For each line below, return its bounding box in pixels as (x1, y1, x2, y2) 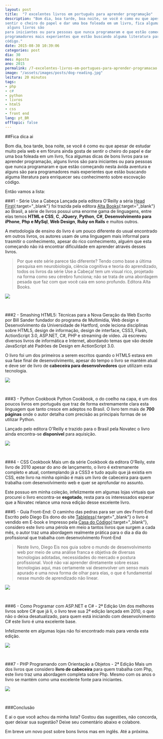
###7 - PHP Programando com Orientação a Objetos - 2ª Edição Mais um (5, 661, 152, 667)
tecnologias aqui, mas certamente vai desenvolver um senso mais (16, 564, 149, 570)
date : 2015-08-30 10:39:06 (5, 43, 60, 48)
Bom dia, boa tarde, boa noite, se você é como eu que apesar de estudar (5, 143, 151, 149)
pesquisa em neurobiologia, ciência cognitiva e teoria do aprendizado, (16, 263, 158, 269)
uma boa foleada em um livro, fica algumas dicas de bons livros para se (5, 153, 149, 159)
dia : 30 (5, 52, 21, 57)
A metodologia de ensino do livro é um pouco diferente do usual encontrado (5, 228, 158, 234)
